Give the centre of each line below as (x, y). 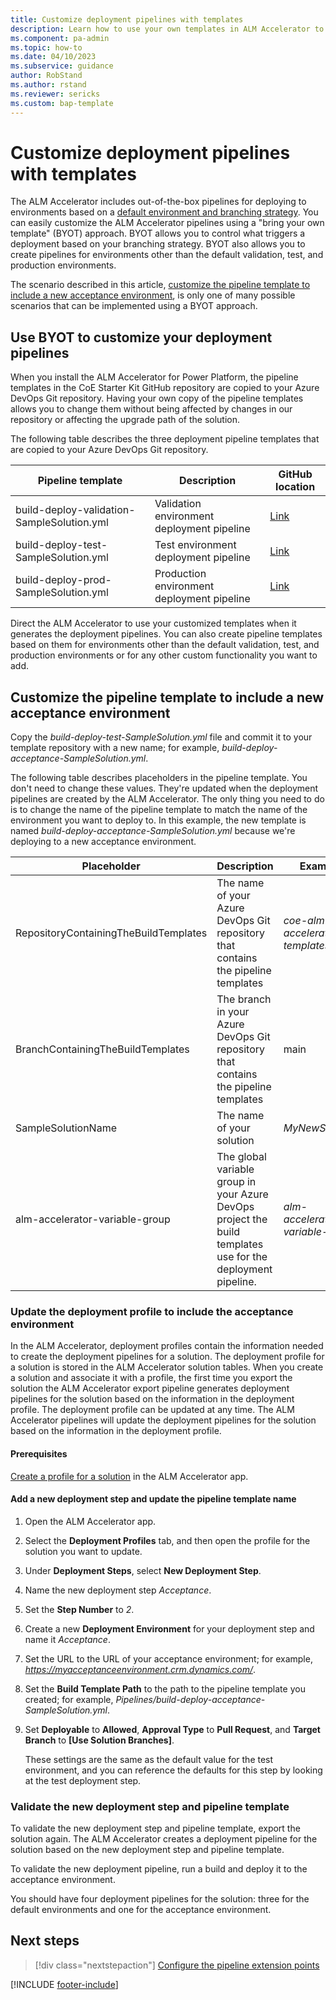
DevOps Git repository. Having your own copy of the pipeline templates (157, 398)
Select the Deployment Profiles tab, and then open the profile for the (167, 1540)
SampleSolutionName (66, 1128)
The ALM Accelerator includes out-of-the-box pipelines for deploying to (158, 202)
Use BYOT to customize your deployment (141, 337)
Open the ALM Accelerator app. (90, 1521)
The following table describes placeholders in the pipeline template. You (159, 778)
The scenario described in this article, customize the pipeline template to (160, 285)
